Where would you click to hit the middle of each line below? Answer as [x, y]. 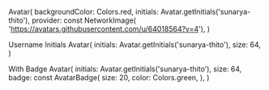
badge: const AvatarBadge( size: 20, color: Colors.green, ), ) [109, 77]
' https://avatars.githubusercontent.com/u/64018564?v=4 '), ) [109, 29]
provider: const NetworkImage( [84, 20]
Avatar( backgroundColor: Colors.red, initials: [84, 12]
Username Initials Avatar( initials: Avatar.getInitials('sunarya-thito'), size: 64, [135, 45]
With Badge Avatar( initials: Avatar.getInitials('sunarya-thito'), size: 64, [125, 69]
